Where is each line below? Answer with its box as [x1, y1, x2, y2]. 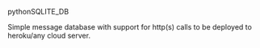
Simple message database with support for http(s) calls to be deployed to [7, 22, 252, 31]
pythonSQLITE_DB [7, 7, 69, 16]
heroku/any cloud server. [7, 31, 90, 40]
